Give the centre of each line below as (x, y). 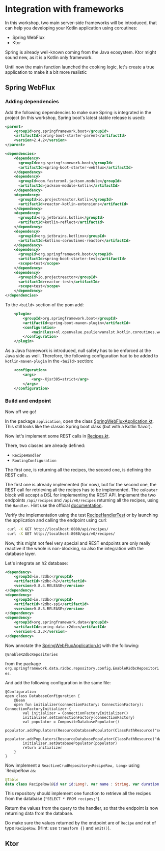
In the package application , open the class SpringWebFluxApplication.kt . (79, 421)
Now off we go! (21, 411)
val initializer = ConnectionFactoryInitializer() (76, 713)
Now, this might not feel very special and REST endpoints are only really (78, 543)
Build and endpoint (28, 401)
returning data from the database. (39, 813)
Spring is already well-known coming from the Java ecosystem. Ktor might (81, 52)
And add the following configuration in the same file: (58, 682)
